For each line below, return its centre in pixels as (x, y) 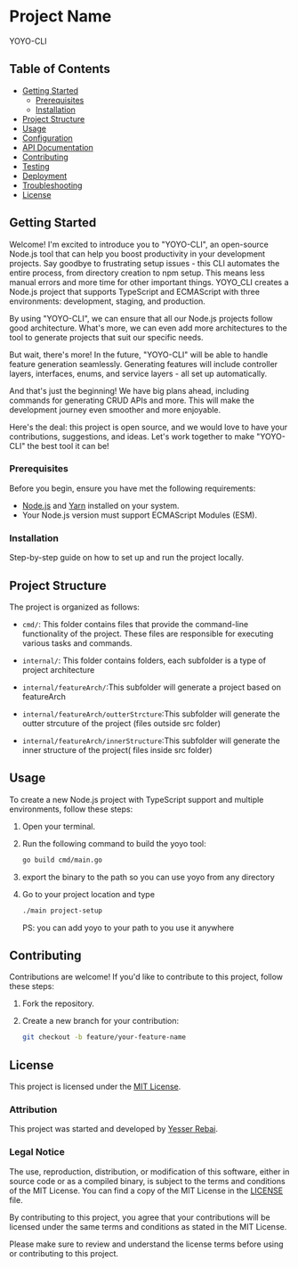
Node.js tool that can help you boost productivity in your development (137, 254)
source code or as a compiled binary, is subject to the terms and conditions (148, 1181)
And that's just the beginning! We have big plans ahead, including (129, 390)
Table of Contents (60, 69)
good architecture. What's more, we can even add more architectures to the (148, 328)
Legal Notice (37, 1152)
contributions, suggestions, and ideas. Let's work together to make (132, 436)
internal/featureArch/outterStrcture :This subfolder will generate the (151, 714)
